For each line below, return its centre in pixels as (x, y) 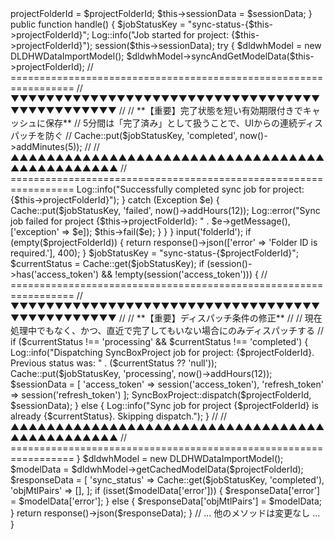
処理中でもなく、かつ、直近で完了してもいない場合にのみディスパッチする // (167, 330)
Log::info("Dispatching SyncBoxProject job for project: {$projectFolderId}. (162, 352)
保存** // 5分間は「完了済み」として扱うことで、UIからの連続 (171, 123)
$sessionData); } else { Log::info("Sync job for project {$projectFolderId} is (165, 405)
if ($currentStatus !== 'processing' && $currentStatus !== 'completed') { (159, 341)
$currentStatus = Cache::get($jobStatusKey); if (107, 263)
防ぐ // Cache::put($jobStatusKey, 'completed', (141, 135)
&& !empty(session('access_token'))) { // (184, 274)
